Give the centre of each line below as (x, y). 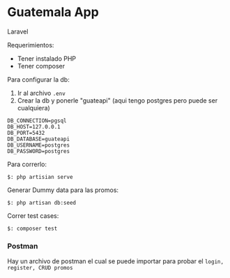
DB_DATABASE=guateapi (39, 139)
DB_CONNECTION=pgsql (37, 120)
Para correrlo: (27, 164)
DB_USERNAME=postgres (39, 145)
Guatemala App (53, 12)
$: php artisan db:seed (42, 203)
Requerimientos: (31, 45)
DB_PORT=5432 (26, 133)
